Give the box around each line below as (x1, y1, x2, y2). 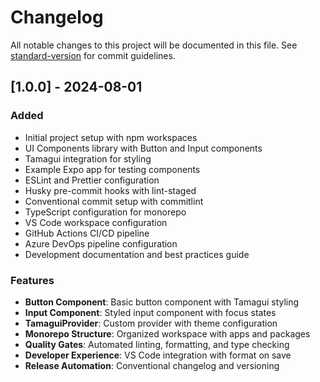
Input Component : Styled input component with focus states (24, 306, 277, 318)
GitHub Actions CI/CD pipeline (24, 227, 150, 239)
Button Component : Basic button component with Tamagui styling (24, 296, 300, 308)
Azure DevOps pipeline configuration (24, 237, 178, 250)
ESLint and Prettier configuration (24, 174, 160, 186)
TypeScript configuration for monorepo (24, 206, 187, 218)
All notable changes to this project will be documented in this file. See (10, 39, 298, 51)
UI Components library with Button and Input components (24, 142, 263, 154)
